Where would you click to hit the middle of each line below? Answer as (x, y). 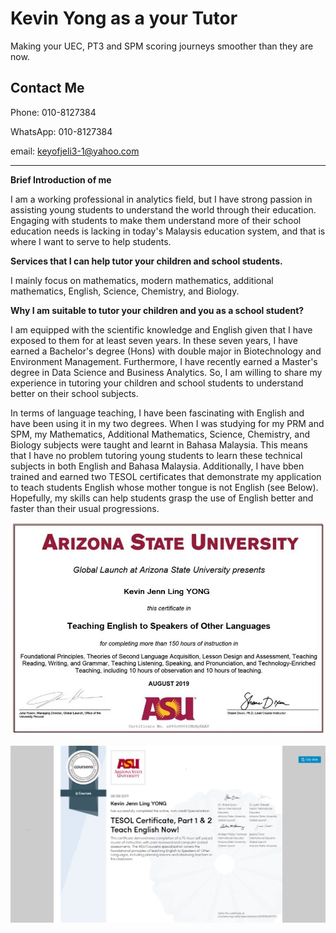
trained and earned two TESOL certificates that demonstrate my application (166, 476)
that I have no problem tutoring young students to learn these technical (156, 455)
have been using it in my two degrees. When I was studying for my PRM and (167, 423)
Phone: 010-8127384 (53, 112)
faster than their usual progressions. (85, 508)
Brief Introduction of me (61, 179)
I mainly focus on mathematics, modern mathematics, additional (142, 280)
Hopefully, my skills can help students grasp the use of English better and (162, 498)
